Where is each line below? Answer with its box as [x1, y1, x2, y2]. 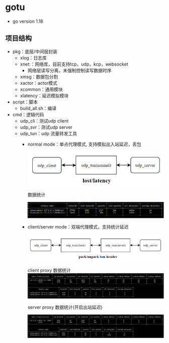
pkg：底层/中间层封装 [12, 48, 58, 54]
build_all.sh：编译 [20, 105, 57, 111]
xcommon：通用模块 [20, 86, 63, 92]
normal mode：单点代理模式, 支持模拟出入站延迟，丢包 [27, 141, 142, 147]
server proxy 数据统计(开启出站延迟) [27, 304, 103, 310]
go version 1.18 [12, 18, 43, 24]
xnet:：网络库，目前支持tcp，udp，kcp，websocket [20, 61, 128, 67]
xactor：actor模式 [20, 80, 58, 86]
